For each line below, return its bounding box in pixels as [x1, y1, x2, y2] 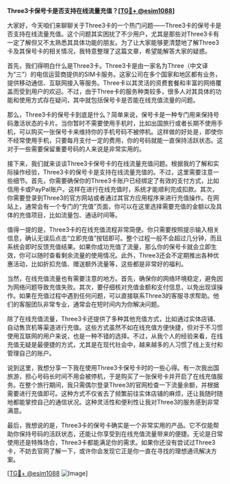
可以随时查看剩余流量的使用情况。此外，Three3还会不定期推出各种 [25, 251, 214, 260]
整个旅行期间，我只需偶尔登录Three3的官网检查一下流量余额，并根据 [25, 381, 220, 389]
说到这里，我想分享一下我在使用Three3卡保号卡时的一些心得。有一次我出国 [7, 364, 220, 371]
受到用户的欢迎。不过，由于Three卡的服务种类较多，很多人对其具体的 [18, 87, 216, 95]
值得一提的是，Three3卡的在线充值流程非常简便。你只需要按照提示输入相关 [7, 226, 220, 233]
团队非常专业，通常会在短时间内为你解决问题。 [30, 300, 163, 308]
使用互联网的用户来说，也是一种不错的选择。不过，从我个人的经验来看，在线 [7, 332, 223, 340]
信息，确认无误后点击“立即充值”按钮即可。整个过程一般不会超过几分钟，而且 [7, 234, 222, 242]
